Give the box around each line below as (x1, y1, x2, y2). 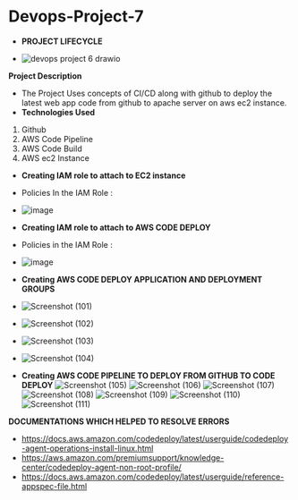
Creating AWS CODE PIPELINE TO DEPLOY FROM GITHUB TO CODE (21, 369, 276, 381)
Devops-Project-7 (8, 6, 144, 27)
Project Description (8, 70, 82, 81)
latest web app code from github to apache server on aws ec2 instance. (21, 97, 287, 108)
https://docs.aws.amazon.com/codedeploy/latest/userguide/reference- (21, 471, 285, 482)
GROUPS (21, 284, 55, 294)
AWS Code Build (21, 143, 82, 154)
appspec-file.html (21, 480, 88, 491)
